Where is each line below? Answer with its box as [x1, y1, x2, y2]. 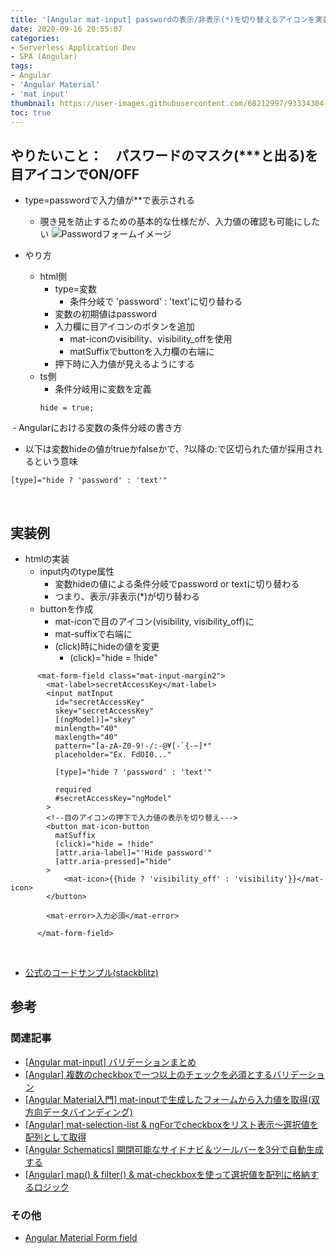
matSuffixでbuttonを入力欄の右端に [69, 346, 215, 358]
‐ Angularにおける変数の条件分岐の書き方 [12, 422, 183, 434]
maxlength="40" [54, 732, 118, 742]
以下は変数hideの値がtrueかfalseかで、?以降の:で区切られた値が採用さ [24, 443, 314, 455]
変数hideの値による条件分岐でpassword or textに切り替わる [54, 578, 300, 590]
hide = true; [39, 403, 95, 413]
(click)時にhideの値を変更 [54, 641, 160, 652]
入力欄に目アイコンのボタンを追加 [54, 321, 195, 333]
